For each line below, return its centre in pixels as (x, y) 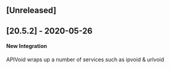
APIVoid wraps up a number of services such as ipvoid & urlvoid (85, 59)
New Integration (27, 46)
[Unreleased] (31, 10)
